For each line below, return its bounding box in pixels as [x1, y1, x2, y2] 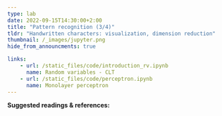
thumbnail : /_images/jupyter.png [7, 37, 106, 44]
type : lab [7, 10, 37, 18]
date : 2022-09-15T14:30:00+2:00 [7, 17, 102, 24]
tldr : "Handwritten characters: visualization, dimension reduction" [7, 30, 216, 37]
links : [7, 56, 27, 63]
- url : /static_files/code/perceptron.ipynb [20, 75, 153, 82]
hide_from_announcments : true [7, 43, 97, 50]
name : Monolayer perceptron [25, 82, 109, 89]
